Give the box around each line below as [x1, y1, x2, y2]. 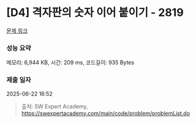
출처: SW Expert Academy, [21, 102, 88, 110]
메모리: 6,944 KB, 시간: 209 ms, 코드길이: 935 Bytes [6, 59, 135, 66]
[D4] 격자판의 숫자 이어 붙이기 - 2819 [6, 6, 184, 20]
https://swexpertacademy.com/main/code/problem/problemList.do [21, 110, 190, 117]
